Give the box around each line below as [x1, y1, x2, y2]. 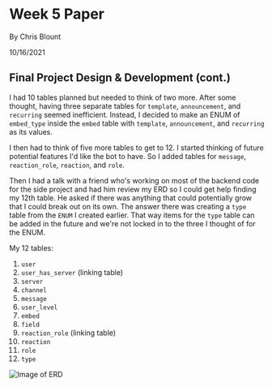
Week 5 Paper [9, 5, 104, 24]
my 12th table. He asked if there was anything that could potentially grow [9, 192, 253, 203]
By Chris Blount [9, 32, 62, 41]
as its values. [9, 127, 53, 136]
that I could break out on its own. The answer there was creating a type [9, 201, 247, 211]
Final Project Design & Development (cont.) [9, 71, 232, 85]
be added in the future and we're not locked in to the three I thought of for [9, 218, 256, 228]
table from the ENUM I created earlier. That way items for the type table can [9, 210, 255, 220]
